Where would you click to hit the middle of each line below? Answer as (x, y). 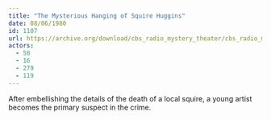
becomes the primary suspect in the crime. (80, 107)
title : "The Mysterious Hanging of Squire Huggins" (97, 16)
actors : (21, 46)
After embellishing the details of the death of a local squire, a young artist (130, 98)
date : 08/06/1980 (38, 23)
